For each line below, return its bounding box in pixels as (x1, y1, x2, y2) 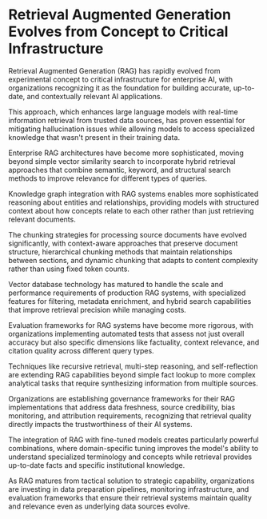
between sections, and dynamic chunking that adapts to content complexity (8, 255, 258, 265)
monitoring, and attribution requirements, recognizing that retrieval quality (8, 410, 252, 421)
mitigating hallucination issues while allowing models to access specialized (8, 124, 256, 134)
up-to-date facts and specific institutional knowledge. (8, 460, 185, 469)
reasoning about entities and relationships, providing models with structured (8, 198, 260, 207)
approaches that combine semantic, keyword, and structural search (8, 165, 231, 174)
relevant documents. (8, 214, 76, 224)
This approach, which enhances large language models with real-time (8, 106, 238, 117)
